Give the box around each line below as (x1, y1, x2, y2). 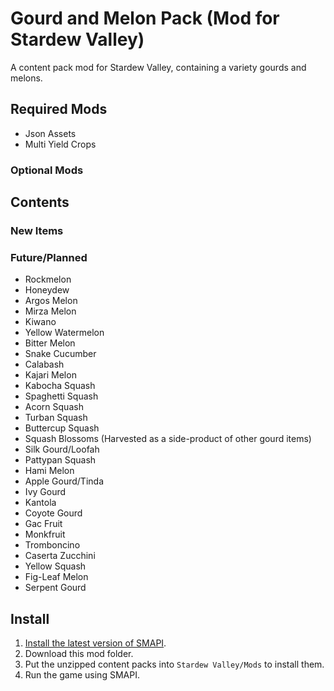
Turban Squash (24, 412, 88, 424)
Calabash (24, 358, 65, 371)
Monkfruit (24, 528, 66, 541)
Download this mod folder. (24, 648, 134, 660)
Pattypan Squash (24, 454, 97, 466)
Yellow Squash (24, 560, 87, 572)
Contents (10, 194, 70, 211)
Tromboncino (24, 539, 81, 551)
